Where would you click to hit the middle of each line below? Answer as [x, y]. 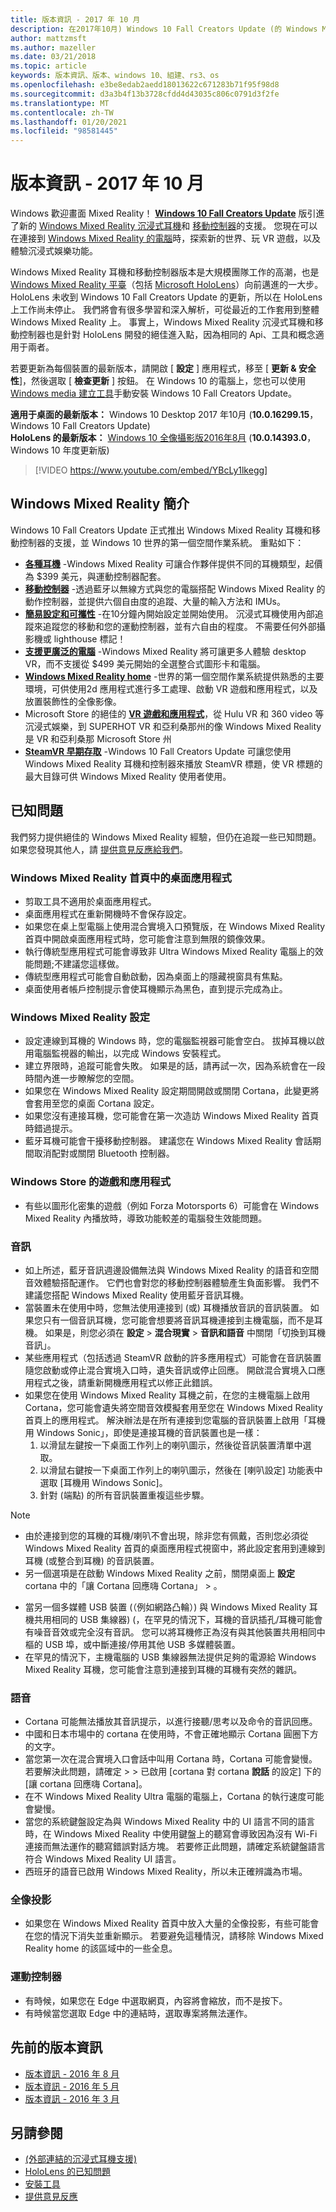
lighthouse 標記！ [90, 638]
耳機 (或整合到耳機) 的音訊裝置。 [92, 1560]
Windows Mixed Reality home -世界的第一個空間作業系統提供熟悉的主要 [174, 676]
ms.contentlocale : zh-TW [62, 112]
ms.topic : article [48, 66]
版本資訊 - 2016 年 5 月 [72, 2086]
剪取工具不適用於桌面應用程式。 [90, 901]
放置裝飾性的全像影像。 [73, 701]
